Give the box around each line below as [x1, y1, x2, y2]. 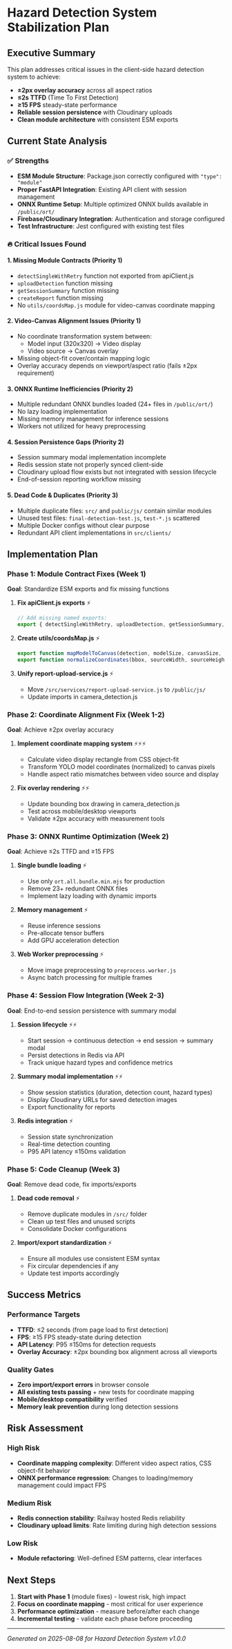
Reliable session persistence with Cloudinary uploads [17, 108, 173, 116]
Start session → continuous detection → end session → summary [27, 1036, 214, 1045]
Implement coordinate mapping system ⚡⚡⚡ [17, 739, 146, 747]
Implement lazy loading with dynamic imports [27, 892, 157, 900]
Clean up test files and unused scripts [27, 1217, 136, 1226]
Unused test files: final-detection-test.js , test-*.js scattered [17, 513, 200, 522]
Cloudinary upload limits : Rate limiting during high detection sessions [17, 1521, 217, 1529]
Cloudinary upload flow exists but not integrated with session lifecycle [17, 468, 217, 476]
